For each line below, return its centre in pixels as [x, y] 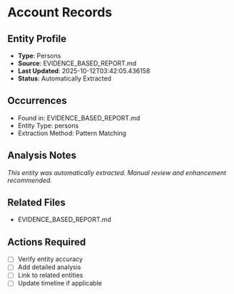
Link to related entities [50, 275]
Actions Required [47, 242]
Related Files [37, 203]
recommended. [30, 180]
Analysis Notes [42, 156]
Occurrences [37, 101]
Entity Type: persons [48, 125]
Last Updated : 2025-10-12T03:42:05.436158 [84, 71]
